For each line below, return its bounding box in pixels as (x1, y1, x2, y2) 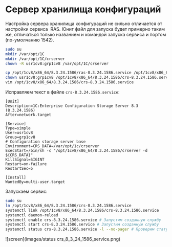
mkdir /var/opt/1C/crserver (5, 56, 66, 61)
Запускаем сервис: (5, 188, 48, 195)
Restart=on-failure (5, 162, 47, 167)
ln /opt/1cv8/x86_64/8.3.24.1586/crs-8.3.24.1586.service (5, 203, 132, 208)
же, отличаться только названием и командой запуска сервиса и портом (5, 31, 166, 37)
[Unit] (5, 99, 19, 104)
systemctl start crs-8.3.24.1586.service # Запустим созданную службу (5, 222, 159, 227)
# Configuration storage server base (5, 139, 86, 144)
